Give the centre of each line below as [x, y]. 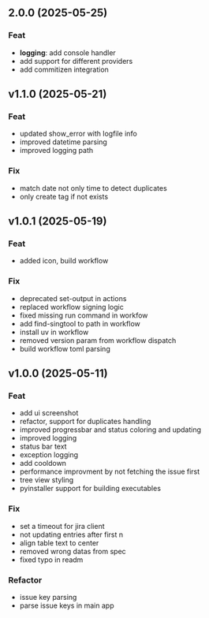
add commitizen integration [64, 69]
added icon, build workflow [64, 261]
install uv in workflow [54, 332]
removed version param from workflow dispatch [98, 340]
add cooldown [43, 463]
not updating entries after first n [71, 534]
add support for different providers [76, 61]
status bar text [43, 447]
